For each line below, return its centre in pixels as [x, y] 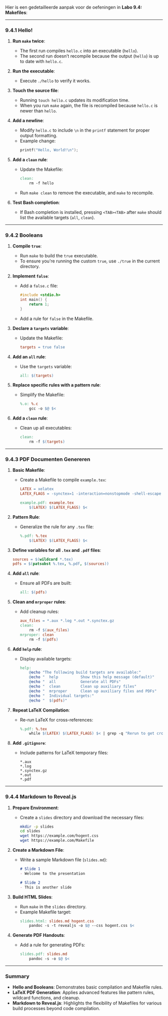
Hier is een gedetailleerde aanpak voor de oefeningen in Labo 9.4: [74, 7]
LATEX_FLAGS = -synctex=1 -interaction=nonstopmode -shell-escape [90, 494]
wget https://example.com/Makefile [57, 841]
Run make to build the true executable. [59, 256]
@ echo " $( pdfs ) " [48, 701]
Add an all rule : [29, 357]
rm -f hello [41, 183]
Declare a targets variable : [40, 328]
